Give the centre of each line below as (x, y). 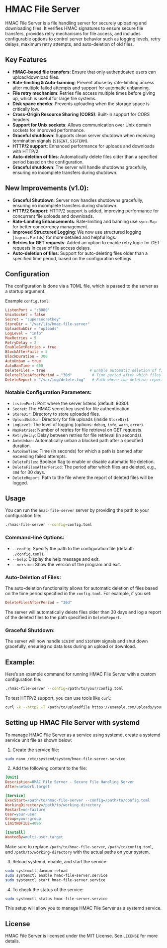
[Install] (15, 833)
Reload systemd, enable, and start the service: (60, 861)
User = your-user (21, 814)
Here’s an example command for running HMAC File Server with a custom (81, 674)
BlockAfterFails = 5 (27, 352)
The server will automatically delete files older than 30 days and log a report (83, 612)
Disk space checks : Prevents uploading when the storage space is (81, 104)
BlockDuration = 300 (27, 357)
